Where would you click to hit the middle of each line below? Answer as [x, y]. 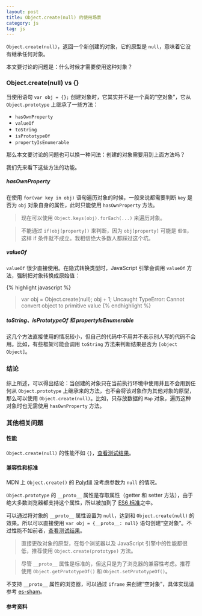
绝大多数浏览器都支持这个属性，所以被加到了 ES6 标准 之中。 [81, 503]
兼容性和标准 [22, 468]
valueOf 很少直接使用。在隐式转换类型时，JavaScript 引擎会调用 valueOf [96, 268]
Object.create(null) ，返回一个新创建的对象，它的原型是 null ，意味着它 [96, 46]
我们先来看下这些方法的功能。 [43, 167]
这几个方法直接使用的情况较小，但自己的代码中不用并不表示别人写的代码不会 [101, 337]
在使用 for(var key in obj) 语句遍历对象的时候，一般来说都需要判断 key [96, 197]
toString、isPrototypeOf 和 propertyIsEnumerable [70, 321]
